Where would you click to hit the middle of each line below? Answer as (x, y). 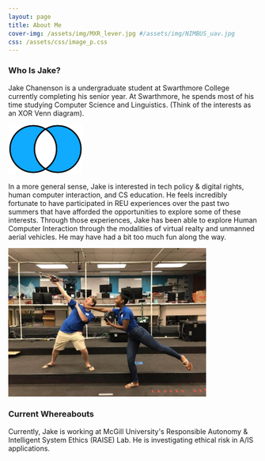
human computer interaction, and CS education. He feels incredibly (118, 195)
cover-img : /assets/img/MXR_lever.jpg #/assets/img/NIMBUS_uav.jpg (122, 33)
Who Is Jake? (34, 70)
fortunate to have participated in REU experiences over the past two (119, 203)
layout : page (30, 17)
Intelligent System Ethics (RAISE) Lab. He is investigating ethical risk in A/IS (131, 440)
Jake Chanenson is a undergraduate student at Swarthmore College (119, 88)
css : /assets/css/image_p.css (58, 42)
